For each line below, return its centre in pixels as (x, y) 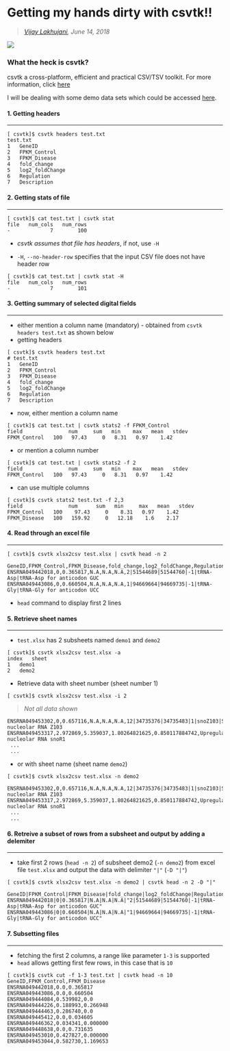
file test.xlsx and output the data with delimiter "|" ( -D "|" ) (102, 870)
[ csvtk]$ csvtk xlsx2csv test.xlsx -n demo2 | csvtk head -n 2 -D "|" (111, 882)
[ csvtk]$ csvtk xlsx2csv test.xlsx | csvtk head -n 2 (87, 554)
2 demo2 (21, 671)
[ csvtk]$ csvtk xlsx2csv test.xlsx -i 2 (67, 696)
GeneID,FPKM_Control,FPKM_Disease (56, 981)
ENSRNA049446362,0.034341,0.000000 (58, 1023)
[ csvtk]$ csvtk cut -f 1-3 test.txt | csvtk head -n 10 (90, 975)
